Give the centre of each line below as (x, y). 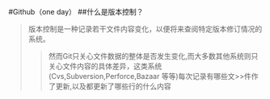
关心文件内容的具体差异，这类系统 (105, 66)
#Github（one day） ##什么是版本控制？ (76, 12)
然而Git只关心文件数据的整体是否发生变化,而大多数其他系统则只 (153, 56)
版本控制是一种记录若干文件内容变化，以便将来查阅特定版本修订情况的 (145, 29)
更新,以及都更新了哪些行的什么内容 (113, 86)
